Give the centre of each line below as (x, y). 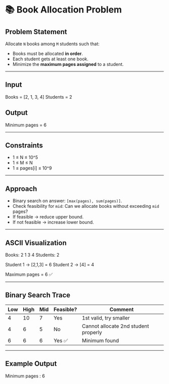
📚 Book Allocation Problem (64, 10)
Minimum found (101, 340)
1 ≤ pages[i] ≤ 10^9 (32, 168)
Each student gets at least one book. (51, 59)
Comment (122, 309)
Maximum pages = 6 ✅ (29, 274)
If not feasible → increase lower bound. (53, 222)
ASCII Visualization (36, 243)
